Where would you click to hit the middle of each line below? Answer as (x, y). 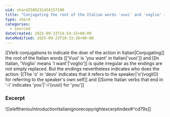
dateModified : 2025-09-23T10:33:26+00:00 (50, 38)
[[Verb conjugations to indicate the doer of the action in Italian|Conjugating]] (85, 52)
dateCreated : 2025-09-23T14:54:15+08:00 (49, 33)
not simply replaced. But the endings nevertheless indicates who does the (82, 68)
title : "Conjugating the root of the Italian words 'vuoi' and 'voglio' (83, 15)
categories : (18, 24)
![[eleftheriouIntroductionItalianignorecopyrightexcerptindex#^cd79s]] (78, 109)
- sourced (20, 29)
